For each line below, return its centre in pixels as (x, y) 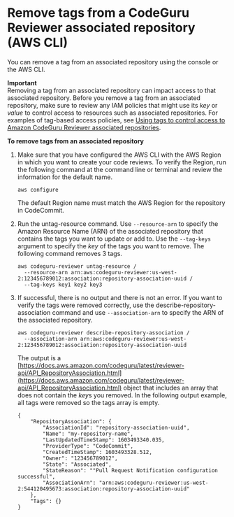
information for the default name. (65, 177)
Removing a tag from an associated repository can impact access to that (112, 90)
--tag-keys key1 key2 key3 (63, 285)
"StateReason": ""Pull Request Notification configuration (130, 470)
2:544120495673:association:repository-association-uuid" (103, 489)
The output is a (39, 357)
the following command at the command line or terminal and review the (120, 169)
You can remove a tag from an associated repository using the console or (113, 62)
